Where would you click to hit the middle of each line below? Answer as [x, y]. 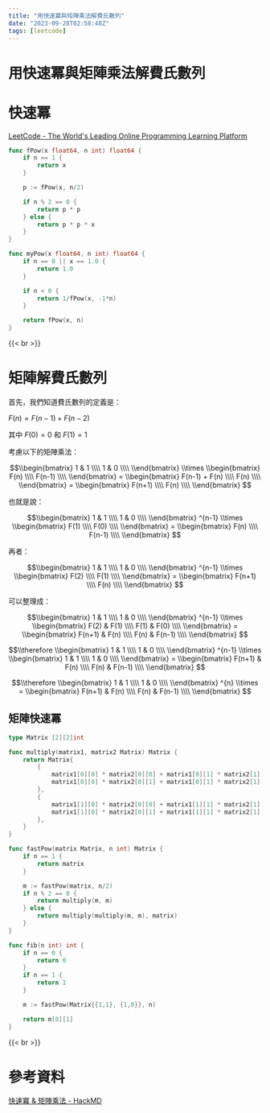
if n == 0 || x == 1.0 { [64, 262]
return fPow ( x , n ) [53, 320]
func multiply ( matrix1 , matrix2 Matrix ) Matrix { [93, 752]
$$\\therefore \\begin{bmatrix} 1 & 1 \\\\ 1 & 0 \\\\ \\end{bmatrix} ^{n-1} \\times [135, 649]
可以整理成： [29, 601]
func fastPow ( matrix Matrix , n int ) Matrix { [86, 849]
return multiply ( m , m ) [75, 901]
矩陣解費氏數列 [58, 378]
